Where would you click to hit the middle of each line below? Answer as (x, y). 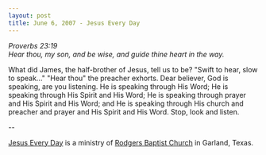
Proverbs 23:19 (33, 45)
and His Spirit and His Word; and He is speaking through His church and (126, 103)
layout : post (30, 15)
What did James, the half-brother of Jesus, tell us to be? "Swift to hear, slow (133, 69)
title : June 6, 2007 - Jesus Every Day (74, 23)
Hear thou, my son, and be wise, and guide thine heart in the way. (116, 54)
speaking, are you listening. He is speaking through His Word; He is (118, 86)
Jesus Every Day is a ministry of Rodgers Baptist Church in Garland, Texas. (131, 142)
